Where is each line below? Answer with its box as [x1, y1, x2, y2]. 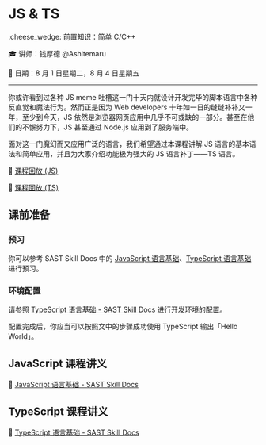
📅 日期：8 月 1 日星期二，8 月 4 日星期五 [8, 68, 140, 78]
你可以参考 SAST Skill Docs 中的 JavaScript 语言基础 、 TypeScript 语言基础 [8, 253, 252, 263]
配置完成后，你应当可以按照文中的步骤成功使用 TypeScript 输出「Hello [8, 321, 238, 331]
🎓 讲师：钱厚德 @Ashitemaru [8, 48, 107, 58]
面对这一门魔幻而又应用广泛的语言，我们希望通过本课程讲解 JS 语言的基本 [8, 139, 249, 148]
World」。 [8, 331, 38, 341]
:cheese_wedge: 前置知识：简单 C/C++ [8, 32, 136, 41]
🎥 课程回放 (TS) [8, 182, 59, 192]
